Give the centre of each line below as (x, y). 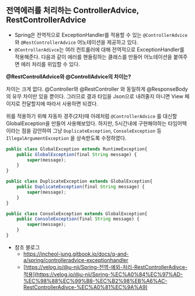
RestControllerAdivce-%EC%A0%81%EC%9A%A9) (85, 287)
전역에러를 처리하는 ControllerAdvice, (72, 11)
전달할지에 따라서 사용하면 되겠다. (60, 104)
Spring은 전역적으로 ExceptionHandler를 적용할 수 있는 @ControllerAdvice (101, 35)
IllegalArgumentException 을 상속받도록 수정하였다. (66, 138)
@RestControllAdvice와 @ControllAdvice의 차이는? (69, 76)
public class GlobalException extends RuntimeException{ (77, 149)
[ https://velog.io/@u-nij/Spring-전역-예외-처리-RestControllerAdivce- (105, 267)
